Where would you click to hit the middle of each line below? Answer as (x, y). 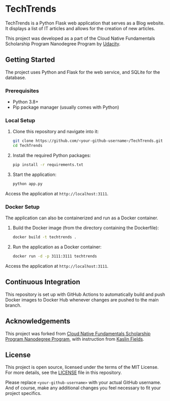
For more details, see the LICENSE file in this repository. (64, 372)
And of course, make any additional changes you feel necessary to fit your (83, 388)
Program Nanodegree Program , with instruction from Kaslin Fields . (75, 339)
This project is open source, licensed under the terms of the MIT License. (82, 367)
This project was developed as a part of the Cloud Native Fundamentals (80, 38)
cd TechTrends (27, 146)
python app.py (27, 184)
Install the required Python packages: (52, 156)
